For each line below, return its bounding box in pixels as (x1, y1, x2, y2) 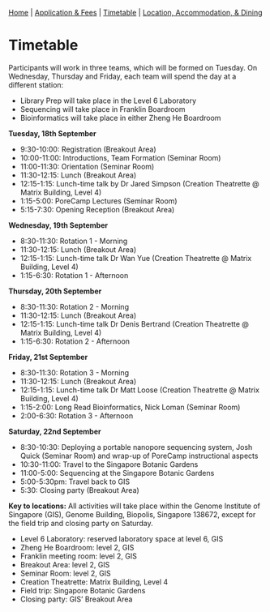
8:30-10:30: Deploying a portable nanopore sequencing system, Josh (19, 442, 253, 452)
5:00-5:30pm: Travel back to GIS (19, 477, 131, 486)
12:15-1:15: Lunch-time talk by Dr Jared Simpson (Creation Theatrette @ (19, 178, 259, 188)
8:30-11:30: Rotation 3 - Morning (19, 367, 130, 377)
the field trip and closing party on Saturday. (8, 518, 154, 528)
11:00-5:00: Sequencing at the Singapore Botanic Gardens (19, 468, 215, 477)
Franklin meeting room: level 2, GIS (19, 551, 138, 561)
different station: (8, 79, 64, 89)
